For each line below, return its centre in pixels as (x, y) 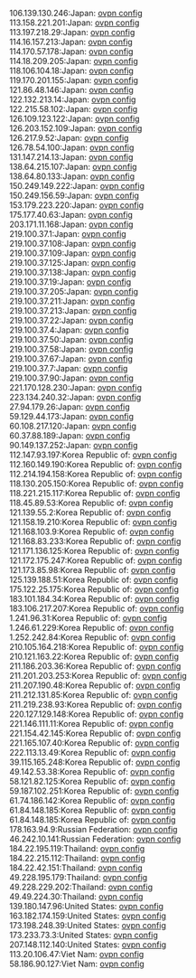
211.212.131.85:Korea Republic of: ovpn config (93, 695)
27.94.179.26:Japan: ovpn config (70, 407)
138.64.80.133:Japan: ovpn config (72, 176)
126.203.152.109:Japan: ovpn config (76, 128)
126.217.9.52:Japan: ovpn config (69, 138)
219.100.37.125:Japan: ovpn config (73, 263)
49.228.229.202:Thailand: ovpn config (81, 887)
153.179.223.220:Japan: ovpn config (77, 205)
